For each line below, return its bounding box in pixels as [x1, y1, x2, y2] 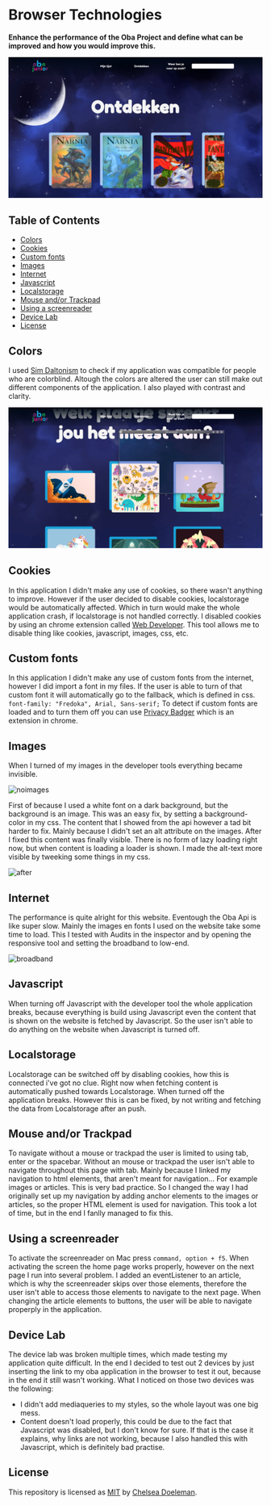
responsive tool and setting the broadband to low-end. [8, 938, 190, 948]
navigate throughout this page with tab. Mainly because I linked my [8, 1165, 231, 1176]
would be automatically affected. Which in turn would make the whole [8, 602, 240, 612]
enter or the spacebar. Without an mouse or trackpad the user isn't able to [8, 1157, 256, 1167]
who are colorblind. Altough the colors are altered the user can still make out [8, 374, 263, 384]
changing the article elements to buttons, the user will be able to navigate [8, 1296, 252, 1306]
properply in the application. [8, 1305, 102, 1314]
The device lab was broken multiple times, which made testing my [8, 1350, 228, 1360]
